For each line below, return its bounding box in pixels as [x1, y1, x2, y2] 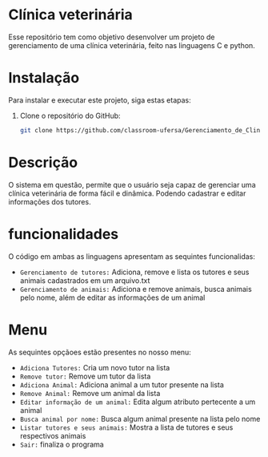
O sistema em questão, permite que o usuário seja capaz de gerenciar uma [8, 180, 256, 189]
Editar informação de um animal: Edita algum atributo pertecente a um [19, 397, 256, 406]
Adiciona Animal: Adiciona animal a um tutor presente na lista [19, 379, 224, 390]
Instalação [8, 69, 80, 87]
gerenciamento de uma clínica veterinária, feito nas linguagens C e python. [8, 40, 256, 50]
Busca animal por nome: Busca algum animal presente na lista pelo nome [19, 414, 261, 423]
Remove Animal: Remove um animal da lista [19, 388, 161, 398]
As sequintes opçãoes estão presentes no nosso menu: [8, 347, 192, 357]
